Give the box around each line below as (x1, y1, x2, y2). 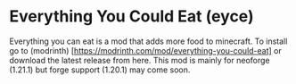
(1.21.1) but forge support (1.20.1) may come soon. (9, 64, 191, 75)
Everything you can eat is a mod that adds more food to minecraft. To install (9, 36, 288, 46)
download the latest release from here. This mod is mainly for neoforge (9, 55, 270, 65)
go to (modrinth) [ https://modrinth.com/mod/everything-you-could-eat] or (9, 45, 283, 55)
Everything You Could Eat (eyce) (9, 6, 254, 27)
